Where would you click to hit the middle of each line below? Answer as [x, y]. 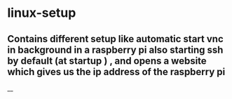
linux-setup [42, 13]
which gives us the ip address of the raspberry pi [116, 72]
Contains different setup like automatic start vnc [115, 39]
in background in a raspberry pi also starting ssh [115, 49]
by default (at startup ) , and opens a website [107, 61]
